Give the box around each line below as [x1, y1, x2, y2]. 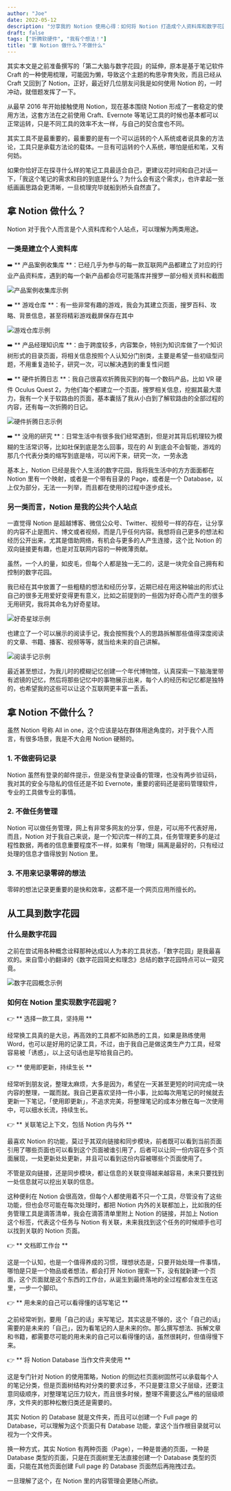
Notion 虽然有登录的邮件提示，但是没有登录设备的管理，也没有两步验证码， [7, 771, 221, 779]
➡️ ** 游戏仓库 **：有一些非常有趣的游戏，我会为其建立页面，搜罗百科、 [7, 301, 211, 309]
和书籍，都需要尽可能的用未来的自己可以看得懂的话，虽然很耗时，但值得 [7, 1333, 212, 1341]
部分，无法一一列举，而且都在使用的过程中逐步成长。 [25, 483, 176, 492]
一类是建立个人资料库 [7, 244, 78, 253]
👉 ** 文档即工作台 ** [7, 1241, 68, 1250]
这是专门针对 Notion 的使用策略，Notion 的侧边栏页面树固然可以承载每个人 [7, 1373, 219, 1381]
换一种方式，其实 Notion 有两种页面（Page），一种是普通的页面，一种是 [7, 1445, 210, 1453]
